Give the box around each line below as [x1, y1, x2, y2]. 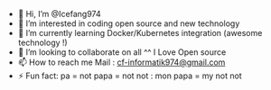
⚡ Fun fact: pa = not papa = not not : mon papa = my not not [17, 70, 242, 81]
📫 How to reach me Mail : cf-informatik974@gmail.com [17, 57, 226, 67]
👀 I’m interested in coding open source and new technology [17, 18, 240, 29]
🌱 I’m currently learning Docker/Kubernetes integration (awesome [17, 28, 263, 38]
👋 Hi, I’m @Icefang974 [17, 9, 101, 19]
